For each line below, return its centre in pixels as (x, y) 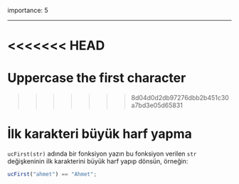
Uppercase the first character (97, 78)
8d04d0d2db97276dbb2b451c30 (180, 98)
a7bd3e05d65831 (157, 105)
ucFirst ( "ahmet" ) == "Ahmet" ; (52, 174)
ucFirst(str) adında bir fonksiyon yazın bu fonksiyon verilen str (102, 154)
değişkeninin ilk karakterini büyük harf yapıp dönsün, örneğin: (98, 161)
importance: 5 (28, 10)
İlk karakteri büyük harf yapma (100, 134)
